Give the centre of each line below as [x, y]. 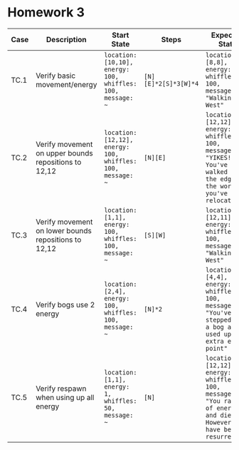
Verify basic [55, 76]
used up [218, 334]
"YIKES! [218, 157]
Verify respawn [61, 388]
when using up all [65, 397]
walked [216, 172]
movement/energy [66, 84]
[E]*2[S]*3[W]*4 [171, 83]
